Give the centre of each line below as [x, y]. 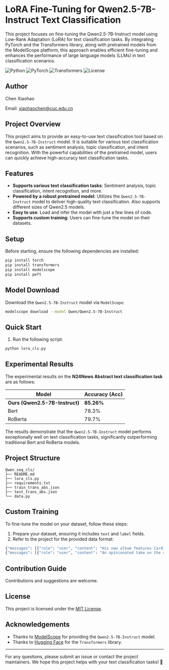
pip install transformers [32, 265]
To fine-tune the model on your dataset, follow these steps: [67, 524]
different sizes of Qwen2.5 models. [49, 207]
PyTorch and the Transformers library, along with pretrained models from [81, 44]
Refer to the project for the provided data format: [63, 539]
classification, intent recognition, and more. [57, 191]
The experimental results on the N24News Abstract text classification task [84, 376]
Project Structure [33, 458]
